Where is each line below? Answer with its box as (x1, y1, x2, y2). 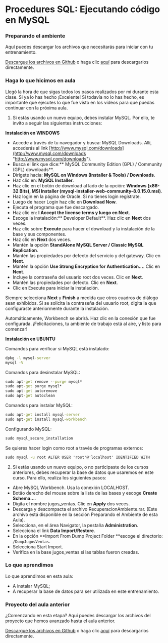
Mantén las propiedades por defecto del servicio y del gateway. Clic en (12, 252, 160, 259)
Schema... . (12, 495, 36, 501)
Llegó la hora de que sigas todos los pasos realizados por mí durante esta (5, 89, 159, 95)
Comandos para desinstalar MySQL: (5, 369, 81, 375)
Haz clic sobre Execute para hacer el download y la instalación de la (12, 225, 155, 231)
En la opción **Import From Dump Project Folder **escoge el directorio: (12, 533, 163, 539)
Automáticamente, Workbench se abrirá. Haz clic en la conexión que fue (5, 315, 156, 321)
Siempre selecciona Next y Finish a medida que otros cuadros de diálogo (5, 295, 158, 301)
